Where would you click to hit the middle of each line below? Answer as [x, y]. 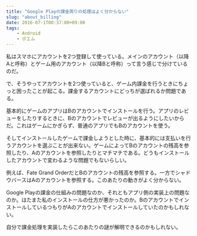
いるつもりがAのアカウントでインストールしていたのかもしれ [110, 207]
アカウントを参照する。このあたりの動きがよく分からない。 [112, 180]
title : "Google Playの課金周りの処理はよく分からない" [68, 11]
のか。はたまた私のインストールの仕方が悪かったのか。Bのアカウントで [93, 200]
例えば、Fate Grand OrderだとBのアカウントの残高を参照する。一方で [91, 172]
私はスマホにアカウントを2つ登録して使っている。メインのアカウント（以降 [98, 56]
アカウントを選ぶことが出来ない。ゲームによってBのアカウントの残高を [97, 145]
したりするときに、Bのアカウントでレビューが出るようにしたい [98, 118]
